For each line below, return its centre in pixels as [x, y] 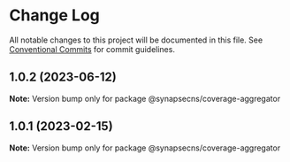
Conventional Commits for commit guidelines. [92, 49]
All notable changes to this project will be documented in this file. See [136, 40]
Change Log [54, 15]
